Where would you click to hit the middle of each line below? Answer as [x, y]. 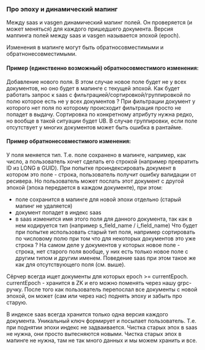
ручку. [15, 289]
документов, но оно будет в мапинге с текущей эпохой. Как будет [93, 88]
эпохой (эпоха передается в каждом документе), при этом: [85, 187]
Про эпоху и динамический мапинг [62, 9]
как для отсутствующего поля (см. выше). [70, 264]
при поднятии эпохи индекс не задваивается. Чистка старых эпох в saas [102, 327]
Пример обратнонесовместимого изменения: [69, 141]
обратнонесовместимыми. [42, 54]
